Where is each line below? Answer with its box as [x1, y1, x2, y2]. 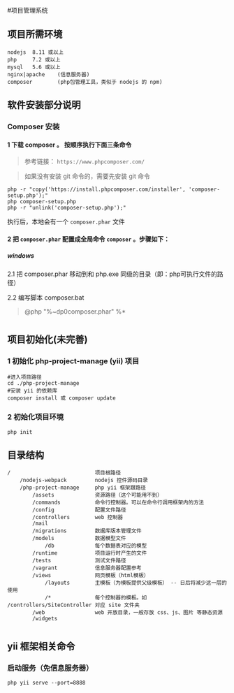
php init [7, 428, 33, 435]
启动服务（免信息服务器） [7, 663, 94, 673]
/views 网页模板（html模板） [32, 572, 149, 579]
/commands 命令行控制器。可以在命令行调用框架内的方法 [32, 499, 205, 506]
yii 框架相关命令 [7, 640, 75, 652]
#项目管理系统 [7, 6, 48, 14]
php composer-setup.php [7, 198, 77, 205]
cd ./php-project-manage [7, 380, 80, 387]
